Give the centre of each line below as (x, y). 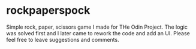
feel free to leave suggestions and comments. (63, 39)
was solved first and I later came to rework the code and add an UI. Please (98, 33)
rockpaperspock (48, 10)
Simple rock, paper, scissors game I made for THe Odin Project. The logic (97, 27)
